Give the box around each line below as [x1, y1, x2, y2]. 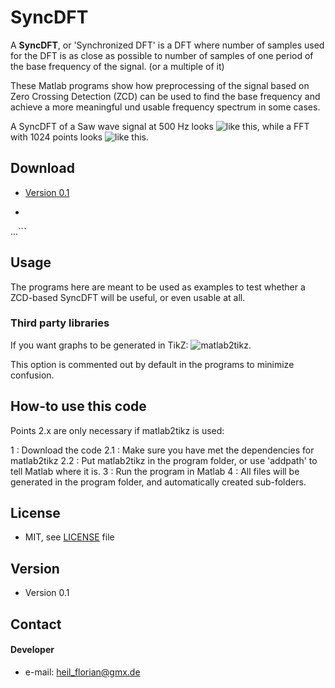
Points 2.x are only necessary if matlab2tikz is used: [10, 424, 225, 436]
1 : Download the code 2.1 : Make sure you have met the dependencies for [10, 444, 315, 456]
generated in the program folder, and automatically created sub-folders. [10, 476, 307, 488]
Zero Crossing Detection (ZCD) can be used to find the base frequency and [10, 90, 321, 102]
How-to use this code [10, 398, 147, 415]
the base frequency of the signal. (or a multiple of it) [10, 60, 225, 72]
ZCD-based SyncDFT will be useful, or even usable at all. [10, 291, 246, 303]
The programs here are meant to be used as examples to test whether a [10, 281, 306, 293]
